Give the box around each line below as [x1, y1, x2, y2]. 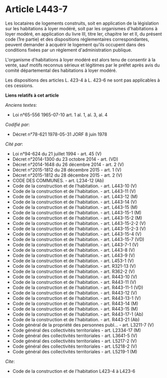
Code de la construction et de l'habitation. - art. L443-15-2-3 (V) [12, 225, 146, 232]
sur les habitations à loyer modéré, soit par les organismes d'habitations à [5, 25, 158, 31]
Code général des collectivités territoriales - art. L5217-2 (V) [12, 338, 137, 344]
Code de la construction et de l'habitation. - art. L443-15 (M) [12, 204, 138, 210]
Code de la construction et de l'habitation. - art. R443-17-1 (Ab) [12, 311, 144, 317]
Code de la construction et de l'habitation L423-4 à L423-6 [12, 368, 135, 374]
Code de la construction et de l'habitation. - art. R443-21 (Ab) [12, 316, 140, 323]
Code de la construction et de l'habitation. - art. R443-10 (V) [12, 273, 137, 280]
